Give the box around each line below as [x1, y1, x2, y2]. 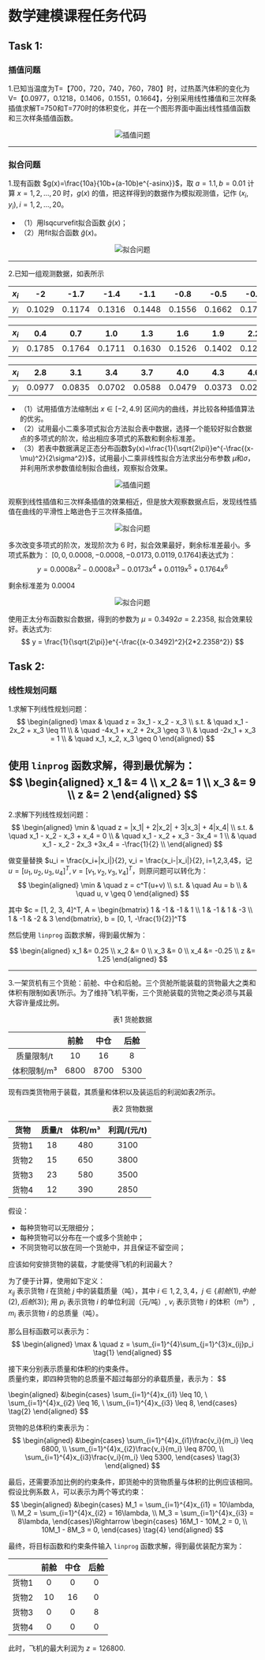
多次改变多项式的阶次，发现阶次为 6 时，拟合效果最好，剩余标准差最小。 [8, 540, 244, 550]
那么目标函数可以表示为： [8, 1326, 91, 1335]
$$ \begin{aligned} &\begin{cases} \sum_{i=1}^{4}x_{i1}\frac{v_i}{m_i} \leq [11, 1435, 254, 1445]
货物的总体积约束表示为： [8, 1422, 91, 1432]
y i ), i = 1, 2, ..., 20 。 [8, 199, 69, 211]
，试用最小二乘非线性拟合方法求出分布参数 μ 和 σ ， [91, 453, 255, 463]
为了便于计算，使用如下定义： [8, 1276, 105, 1286]
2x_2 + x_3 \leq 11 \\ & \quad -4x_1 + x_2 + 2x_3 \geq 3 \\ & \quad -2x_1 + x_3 [9, 726, 256, 735]
